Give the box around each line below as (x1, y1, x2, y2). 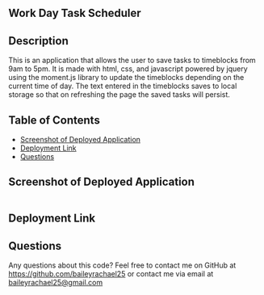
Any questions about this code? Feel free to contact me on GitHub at (8, 260, 237, 270)
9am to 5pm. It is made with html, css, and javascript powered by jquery (8, 64, 248, 74)
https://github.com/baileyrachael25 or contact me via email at (8, 269, 214, 279)
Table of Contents (8, 113, 101, 127)
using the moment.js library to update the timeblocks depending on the (8, 73, 245, 82)
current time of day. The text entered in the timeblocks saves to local (8, 81, 237, 91)
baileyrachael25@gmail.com (8, 278, 103, 288)
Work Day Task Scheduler (8, 6, 141, 20)
